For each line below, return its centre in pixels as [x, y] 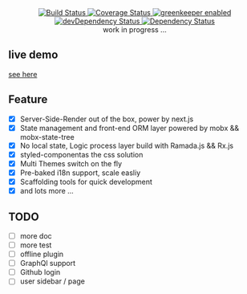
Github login [40, 272]
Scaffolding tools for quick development [86, 182]
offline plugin [42, 254]
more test [36, 245]
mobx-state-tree [47, 137]
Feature [28, 100]
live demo [33, 55]
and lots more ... [47, 191]
